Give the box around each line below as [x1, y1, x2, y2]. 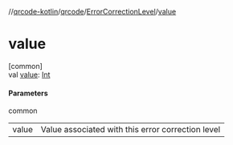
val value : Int [8, 70, 51, 79]
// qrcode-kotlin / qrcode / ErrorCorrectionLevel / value [8, 7, 177, 16]
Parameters [8, 88, 48, 98]
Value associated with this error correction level [40, 124, 221, 135]
